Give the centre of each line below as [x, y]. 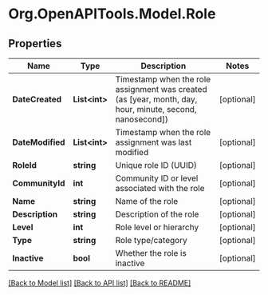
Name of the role [147, 201]
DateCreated [37, 99]
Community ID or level [157, 178]
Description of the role [157, 214]
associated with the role [160, 188]
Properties [35, 44]
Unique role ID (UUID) [156, 165]
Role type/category [151, 240]
